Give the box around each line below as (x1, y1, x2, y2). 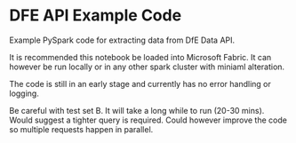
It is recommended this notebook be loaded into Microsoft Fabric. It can (9, 52, 272, 62)
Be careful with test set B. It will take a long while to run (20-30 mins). (9, 105, 265, 115)
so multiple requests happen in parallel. (9, 123, 154, 134)
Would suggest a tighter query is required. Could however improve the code (9, 115, 287, 125)
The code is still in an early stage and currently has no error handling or (9, 78, 271, 89)
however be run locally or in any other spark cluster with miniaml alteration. (9, 61, 285, 72)
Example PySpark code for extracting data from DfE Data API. (9, 35, 236, 45)
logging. (9, 88, 40, 99)
